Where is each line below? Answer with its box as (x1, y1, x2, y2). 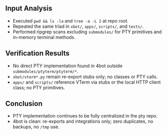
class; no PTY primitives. (12, 84, 65, 90)
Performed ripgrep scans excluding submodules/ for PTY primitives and (12, 28, 162, 35)
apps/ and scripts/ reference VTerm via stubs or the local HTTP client (12, 79, 161, 85)
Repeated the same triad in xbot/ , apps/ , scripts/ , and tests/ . (12, 23, 144, 29)
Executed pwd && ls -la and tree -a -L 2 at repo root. (12, 17, 129, 24)
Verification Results (5, 49, 70, 58)
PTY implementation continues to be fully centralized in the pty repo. (12, 113, 158, 119)
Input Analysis (5, 4, 53, 13)
